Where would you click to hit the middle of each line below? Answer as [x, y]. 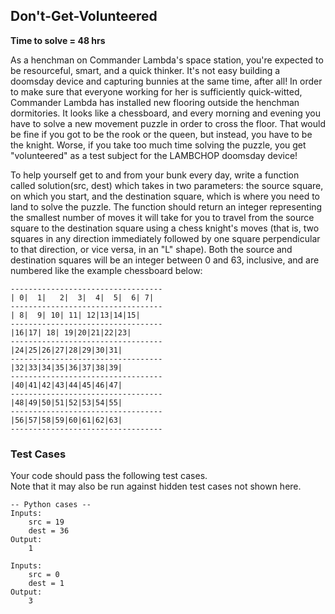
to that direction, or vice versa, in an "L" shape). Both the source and [151, 249]
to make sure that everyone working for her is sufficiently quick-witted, [156, 91]
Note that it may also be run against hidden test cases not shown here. [156, 486]
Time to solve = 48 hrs [58, 40]
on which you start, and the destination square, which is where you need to [165, 196]
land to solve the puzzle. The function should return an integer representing [166, 206]
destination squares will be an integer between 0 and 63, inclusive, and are [165, 260]
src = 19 [46, 522]
